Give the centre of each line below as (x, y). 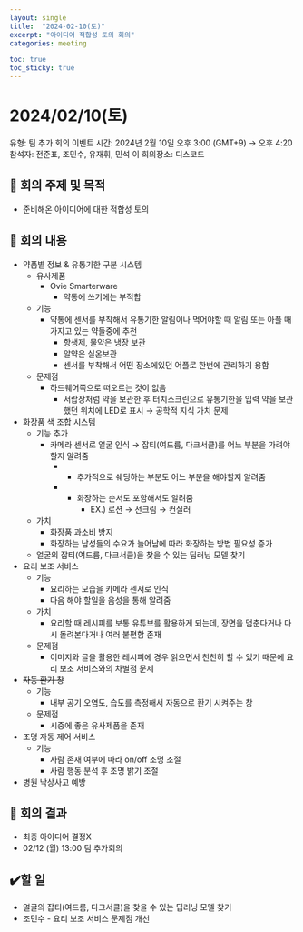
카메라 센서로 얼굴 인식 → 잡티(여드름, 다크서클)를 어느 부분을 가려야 (170, 444)
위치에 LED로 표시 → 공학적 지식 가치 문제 (154, 410)
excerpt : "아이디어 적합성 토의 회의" (72, 35)
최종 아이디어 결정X (57, 837)
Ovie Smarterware (83, 286)
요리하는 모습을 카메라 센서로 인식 (109, 588)
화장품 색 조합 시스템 (59, 421)
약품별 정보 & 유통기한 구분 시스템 (82, 264)
